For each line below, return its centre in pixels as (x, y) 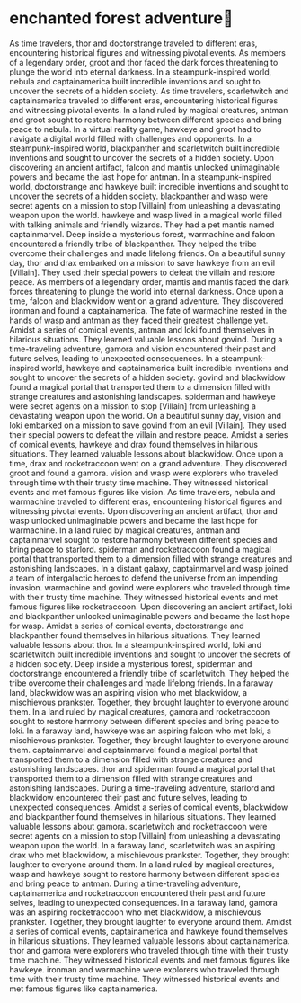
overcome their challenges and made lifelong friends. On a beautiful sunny (147, 253)
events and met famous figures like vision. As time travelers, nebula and (142, 492)
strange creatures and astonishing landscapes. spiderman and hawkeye (142, 396)
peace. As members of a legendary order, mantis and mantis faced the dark (150, 281)
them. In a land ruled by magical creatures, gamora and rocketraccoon (140, 711)
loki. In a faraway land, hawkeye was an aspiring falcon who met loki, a (141, 731)
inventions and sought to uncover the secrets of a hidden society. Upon (142, 157)
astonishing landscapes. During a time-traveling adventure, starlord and (142, 788)
